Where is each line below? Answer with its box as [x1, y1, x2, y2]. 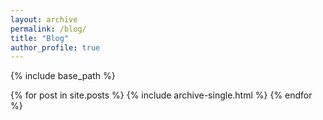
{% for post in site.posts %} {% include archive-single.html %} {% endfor [10, 89, 313, 101]
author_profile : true [10, 42, 101, 53]
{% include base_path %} [10, 70, 116, 82]
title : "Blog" [10, 33, 70, 43]
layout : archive [10, 14, 78, 25]
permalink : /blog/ [10, 24, 87, 34]
